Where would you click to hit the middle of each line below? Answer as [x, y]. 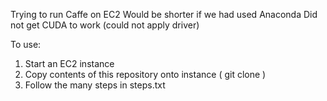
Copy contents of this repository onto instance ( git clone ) [145, 74]
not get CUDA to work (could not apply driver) [105, 25]
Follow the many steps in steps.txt [95, 85]
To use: [26, 44]
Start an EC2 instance [69, 63]
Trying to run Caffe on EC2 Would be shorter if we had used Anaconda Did [164, 14]
